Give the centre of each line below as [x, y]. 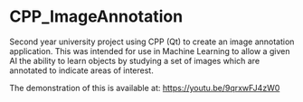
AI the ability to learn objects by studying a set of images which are [135, 60]
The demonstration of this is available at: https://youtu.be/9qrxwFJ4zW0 [145, 88]
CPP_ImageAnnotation [96, 17]
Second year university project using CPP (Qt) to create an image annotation [152, 42]
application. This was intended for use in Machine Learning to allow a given [150, 51]
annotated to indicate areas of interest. [81, 70]
